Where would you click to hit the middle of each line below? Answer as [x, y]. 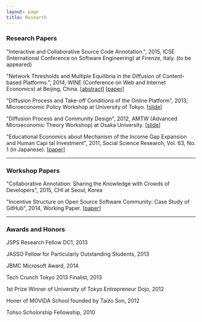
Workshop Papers [33, 170]
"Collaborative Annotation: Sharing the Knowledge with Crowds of [88, 184]
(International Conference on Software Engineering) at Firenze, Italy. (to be [99, 58]
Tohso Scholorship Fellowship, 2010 [51, 312]
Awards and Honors [36, 229]
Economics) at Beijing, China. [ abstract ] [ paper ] [65, 88]
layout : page [23, 12]
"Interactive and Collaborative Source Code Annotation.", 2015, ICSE [91, 51]
